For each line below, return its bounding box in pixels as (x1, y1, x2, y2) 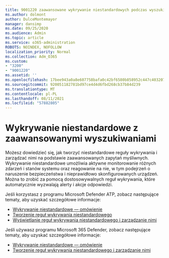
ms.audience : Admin (5, 31, 46, 36)
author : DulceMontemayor (5, 17, 57, 22)
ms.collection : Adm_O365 (5, 54, 57, 59)
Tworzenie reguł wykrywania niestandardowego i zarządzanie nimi (12, 247, 151, 253)
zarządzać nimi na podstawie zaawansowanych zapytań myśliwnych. (5, 155, 149, 161)
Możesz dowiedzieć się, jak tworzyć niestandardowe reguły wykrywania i (5, 150, 157, 156)
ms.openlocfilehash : (5, 77, 49, 82)
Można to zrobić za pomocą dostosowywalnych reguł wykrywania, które (5, 176, 155, 182)
